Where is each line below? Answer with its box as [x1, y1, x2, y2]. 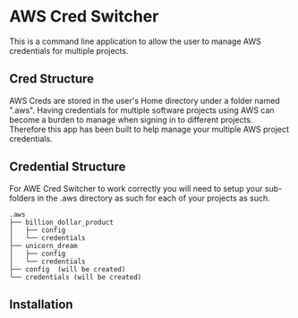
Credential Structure [9, 159, 126, 175]
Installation [9, 297, 73, 312]
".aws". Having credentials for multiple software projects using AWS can [9, 105, 275, 116]
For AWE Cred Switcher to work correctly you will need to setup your [9, 183, 263, 193]
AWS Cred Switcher [9, 6, 159, 27]
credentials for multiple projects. [9, 45, 129, 56]
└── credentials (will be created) [9, 272, 142, 281]
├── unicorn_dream [9, 241, 78, 250]
